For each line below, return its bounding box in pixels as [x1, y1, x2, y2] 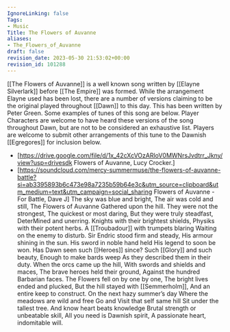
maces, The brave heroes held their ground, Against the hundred [16, 268, 201, 276]
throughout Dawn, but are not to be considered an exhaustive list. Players [7, 123, 214, 131]
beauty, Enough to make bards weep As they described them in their [16, 253, 211, 261]
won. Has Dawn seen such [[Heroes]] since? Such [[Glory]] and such [16, 246, 212, 254]
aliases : [7, 36, 32, 42]
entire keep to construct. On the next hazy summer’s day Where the [16, 289, 209, 298]
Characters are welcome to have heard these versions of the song [7, 116, 194, 124]
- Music [7, 23, 29, 29]
